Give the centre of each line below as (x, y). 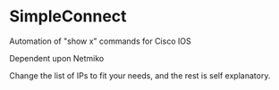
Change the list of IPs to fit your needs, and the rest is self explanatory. (140, 75)
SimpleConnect (68, 16)
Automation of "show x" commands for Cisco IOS (100, 41)
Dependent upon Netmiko (57, 58)
